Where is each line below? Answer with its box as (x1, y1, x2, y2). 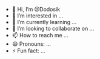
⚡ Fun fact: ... (12, 47, 45, 54)
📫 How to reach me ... (12, 32, 68, 39)
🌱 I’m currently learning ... (12, 19, 77, 25)
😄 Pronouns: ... (12, 40, 52, 48)
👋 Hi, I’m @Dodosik (12, 6, 61, 13)
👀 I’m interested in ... (12, 12, 64, 19)
